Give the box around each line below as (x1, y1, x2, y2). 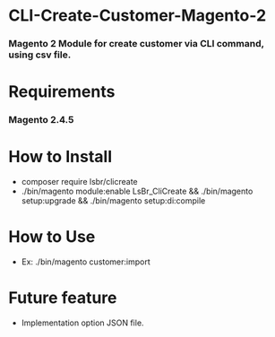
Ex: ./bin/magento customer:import (21, 256, 151, 267)
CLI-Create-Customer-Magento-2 (8, 5, 267, 26)
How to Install (8, 147, 113, 167)
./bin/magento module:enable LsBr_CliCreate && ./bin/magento (21, 186, 254, 197)
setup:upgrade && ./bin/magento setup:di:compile (21, 195, 206, 206)
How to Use (8, 227, 96, 247)
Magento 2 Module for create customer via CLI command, (8, 38, 265, 50)
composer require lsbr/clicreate (21, 177, 138, 187)
